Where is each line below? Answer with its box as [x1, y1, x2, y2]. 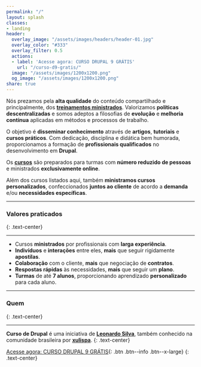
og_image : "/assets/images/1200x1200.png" [11, 75, 119, 81]
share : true [6, 81, 36, 87]
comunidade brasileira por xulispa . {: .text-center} [6, 336, 130, 344]
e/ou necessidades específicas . [6, 189, 87, 196]
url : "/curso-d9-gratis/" [17, 64, 82, 71]
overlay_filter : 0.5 [11, 48, 63, 54]
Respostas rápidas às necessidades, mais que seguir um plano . [14, 266, 175, 273]
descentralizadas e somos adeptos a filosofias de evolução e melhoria [6, 110, 184, 117]
